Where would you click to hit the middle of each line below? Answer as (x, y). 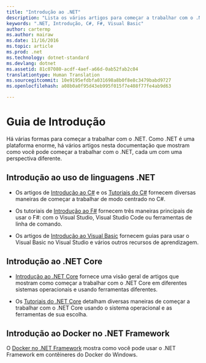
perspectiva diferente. (34, 158)
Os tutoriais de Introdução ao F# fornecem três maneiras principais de (104, 211)
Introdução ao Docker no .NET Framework (88, 333)
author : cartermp (29, 29)
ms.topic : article (30, 47)
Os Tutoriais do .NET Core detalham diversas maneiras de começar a (102, 301)
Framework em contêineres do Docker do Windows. (72, 355)
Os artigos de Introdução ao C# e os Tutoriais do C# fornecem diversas (105, 192)
